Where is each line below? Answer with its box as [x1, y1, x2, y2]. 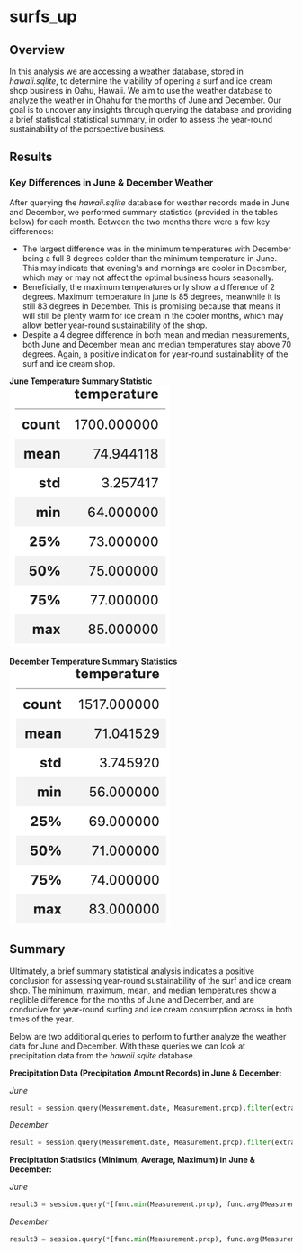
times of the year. [9, 1013, 75, 1024]
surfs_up [9, 6, 77, 27]
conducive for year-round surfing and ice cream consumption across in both [9, 1003, 293, 1014]
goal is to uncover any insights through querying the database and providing [9, 104, 292, 114]
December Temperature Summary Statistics [9, 656, 178, 667]
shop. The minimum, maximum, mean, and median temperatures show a [9, 985, 277, 995]
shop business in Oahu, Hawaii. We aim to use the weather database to [9, 86, 272, 95]
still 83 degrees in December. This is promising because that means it [22, 300, 281, 312]
